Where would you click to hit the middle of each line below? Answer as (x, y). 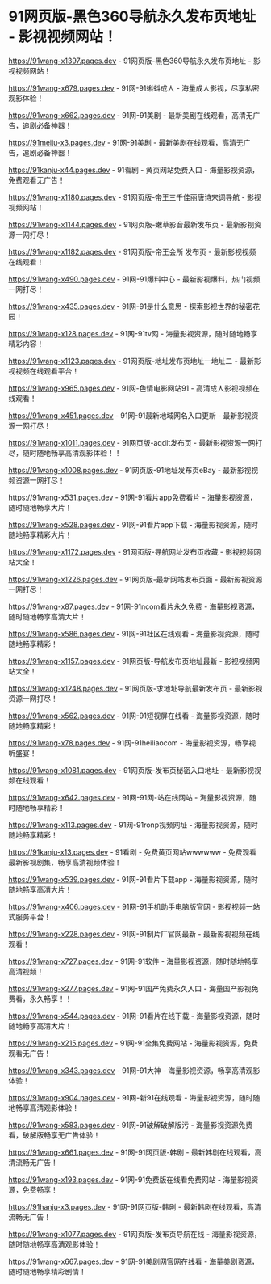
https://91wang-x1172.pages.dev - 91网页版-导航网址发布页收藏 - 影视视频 (131, 551)
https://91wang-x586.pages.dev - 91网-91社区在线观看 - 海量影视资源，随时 (134, 634)
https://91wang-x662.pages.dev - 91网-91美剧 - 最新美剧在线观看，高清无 (131, 115)
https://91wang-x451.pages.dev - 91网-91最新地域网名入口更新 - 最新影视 (130, 415)
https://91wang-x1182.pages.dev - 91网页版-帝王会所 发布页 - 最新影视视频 (132, 251)
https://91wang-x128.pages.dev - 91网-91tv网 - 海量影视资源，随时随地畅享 (133, 333)
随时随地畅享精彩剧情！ (47, 1271)
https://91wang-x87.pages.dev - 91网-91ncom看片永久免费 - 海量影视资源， (134, 606)
